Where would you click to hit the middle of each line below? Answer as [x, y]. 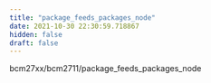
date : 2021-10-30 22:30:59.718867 [75, 26]
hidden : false [36, 34]
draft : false [34, 43]
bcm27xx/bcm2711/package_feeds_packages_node [105, 69]
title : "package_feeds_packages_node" [82, 18]
